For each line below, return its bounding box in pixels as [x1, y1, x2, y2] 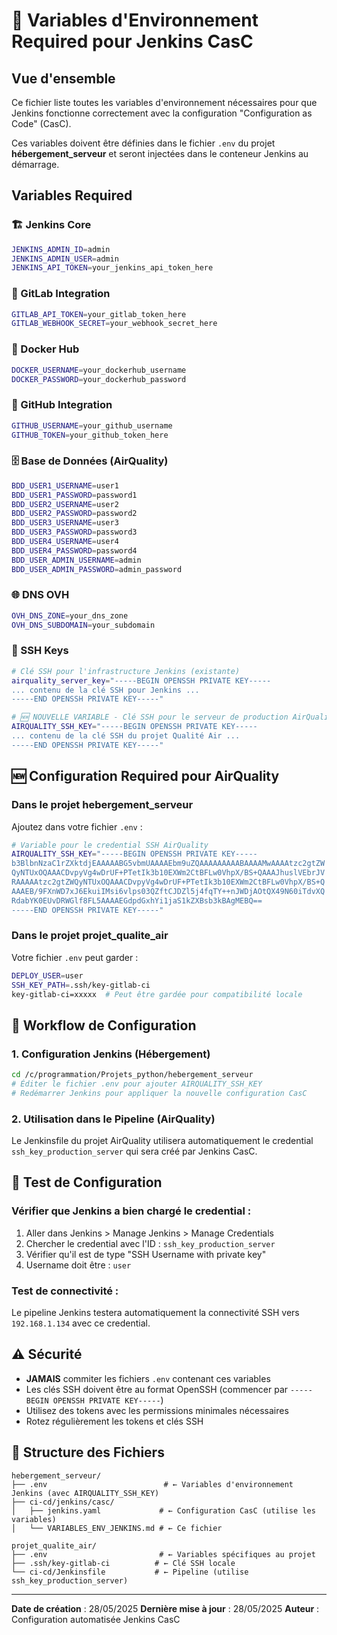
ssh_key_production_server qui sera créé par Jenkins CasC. [11, 1145, 258, 1158]
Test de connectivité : [11, 1284, 119, 1298]
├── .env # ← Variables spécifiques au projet [11, 1549, 316, 1559]
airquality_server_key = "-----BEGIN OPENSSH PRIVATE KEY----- [11, 675, 272, 686]
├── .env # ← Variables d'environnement [11, 1479, 294, 1489]
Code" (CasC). [11, 118, 72, 129]
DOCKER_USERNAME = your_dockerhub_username [11, 365, 187, 375]
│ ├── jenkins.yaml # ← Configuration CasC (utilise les [11, 1505, 316, 1516]
